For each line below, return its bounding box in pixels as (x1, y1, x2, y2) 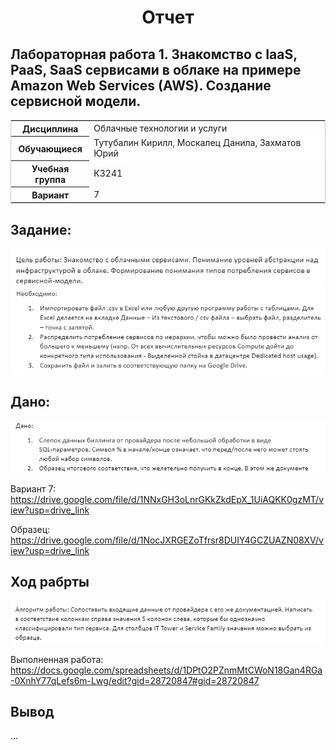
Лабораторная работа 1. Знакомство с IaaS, (10, 46, 298, 63)
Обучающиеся (18, 142, 83, 155)
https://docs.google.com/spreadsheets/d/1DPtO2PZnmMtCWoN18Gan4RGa (10, 664, 323, 676)
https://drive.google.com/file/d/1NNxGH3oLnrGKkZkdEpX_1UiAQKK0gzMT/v (10, 494, 325, 506)
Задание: (10, 221, 72, 238)
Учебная (31, 162, 70, 175)
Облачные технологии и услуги (93, 122, 228, 134)
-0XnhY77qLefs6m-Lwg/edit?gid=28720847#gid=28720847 (10, 674, 260, 686)
